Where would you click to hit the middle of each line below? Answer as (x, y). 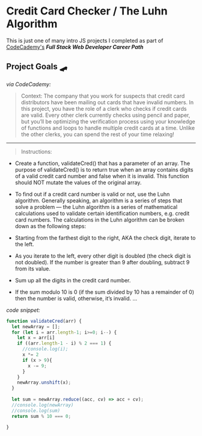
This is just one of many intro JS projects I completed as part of (85, 40)
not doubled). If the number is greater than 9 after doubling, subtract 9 (102, 262)
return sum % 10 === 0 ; (41, 416)
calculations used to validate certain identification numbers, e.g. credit (102, 213)
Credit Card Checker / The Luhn (87, 11)
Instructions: (36, 151)
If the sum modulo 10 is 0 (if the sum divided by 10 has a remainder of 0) (104, 292)
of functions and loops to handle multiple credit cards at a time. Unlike (108, 128)
